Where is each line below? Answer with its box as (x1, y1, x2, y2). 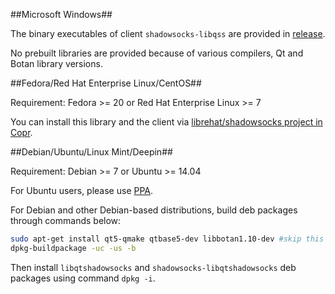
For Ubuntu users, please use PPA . (10, 185, 154, 196)
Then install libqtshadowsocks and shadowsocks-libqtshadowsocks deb (10, 261, 297, 273)
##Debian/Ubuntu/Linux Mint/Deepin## (10, 146, 173, 158)
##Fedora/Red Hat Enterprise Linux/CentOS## (10, 77, 202, 89)
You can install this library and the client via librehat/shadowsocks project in (10, 116, 323, 128)
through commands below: (10, 215, 122, 226)
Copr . (10, 127, 33, 138)
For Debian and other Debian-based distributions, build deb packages (10, 204, 298, 216)
